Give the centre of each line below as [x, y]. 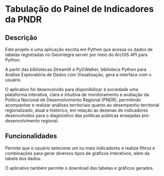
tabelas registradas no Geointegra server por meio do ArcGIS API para [76, 55]
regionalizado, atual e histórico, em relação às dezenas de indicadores [77, 110]
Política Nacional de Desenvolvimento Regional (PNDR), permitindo [73, 100]
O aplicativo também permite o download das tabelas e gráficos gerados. [80, 168]
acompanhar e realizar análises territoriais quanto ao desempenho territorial [82, 105]
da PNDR [23, 19]
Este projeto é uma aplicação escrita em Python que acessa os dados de [79, 49]
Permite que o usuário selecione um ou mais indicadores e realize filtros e [80, 148]
